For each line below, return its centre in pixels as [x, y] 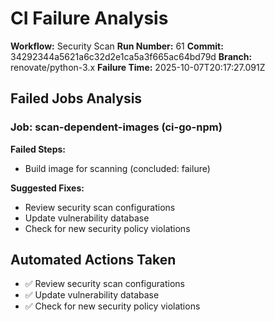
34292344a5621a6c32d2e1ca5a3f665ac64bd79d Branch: [131, 56]
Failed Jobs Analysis [76, 98]
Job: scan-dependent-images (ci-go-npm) [116, 127]
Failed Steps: [38, 149]
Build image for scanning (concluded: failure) [117, 168]
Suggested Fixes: [47, 188]
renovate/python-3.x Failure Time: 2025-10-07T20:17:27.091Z [138, 67]
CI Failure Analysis [89, 18]
